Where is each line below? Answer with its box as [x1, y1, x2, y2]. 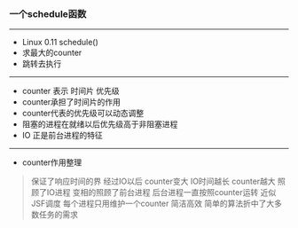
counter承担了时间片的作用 [21, 97, 122, 107]
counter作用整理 [21, 157, 82, 168]
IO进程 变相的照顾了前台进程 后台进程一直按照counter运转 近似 [46, 187, 277, 198]
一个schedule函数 [9, 7, 87, 20]
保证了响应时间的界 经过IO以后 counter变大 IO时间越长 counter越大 [30, 176, 277, 187]
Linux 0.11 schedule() [21, 37, 99, 48]
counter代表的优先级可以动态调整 [21, 108, 145, 119]
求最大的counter [21, 47, 82, 59]
